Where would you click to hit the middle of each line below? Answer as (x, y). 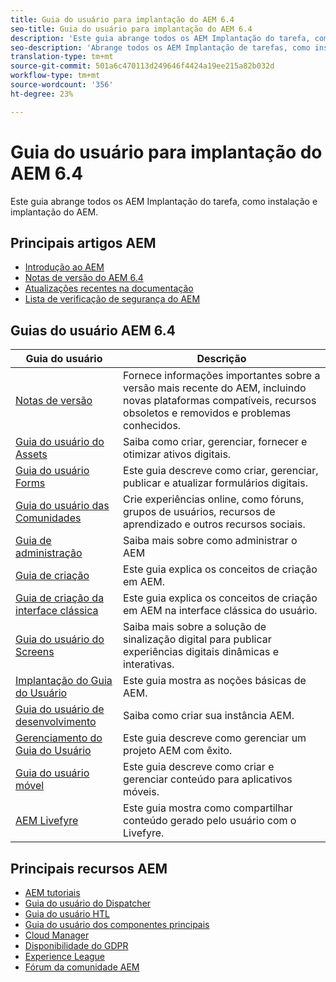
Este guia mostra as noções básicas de (215, 681)
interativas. (149, 664)
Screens (35, 652)
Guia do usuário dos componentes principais (117, 924)
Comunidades (48, 518)
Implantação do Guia (64, 681)
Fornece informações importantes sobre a (222, 376)
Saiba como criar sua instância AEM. (209, 716)
